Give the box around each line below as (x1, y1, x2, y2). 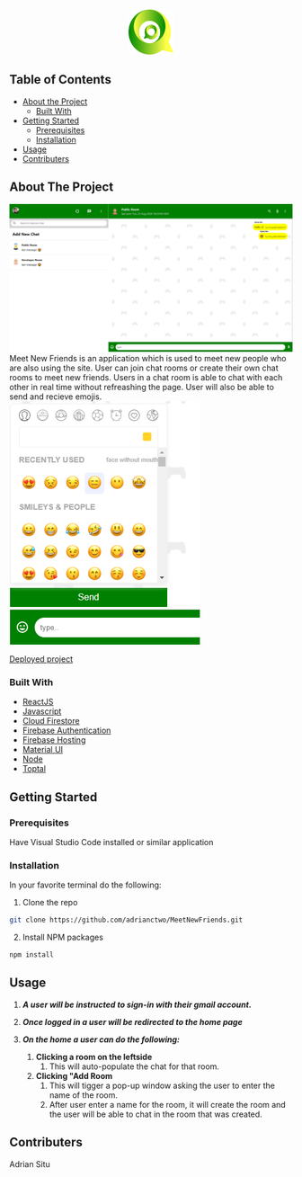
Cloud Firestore (22, 716, 80, 727)
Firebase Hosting (22, 735, 86, 745)
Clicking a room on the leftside (35, 1051, 153, 1062)
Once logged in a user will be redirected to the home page (22, 1016, 243, 1027)
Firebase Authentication (22, 725, 111, 736)
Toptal (22, 763, 47, 774)
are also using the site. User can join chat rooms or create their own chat (9, 362, 279, 373)
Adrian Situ (9, 1158, 51, 1169)
